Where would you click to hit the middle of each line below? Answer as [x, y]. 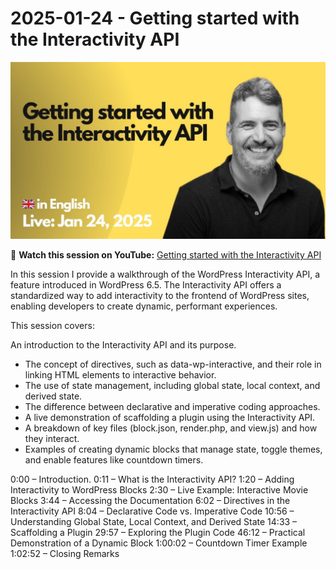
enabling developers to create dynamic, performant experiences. [144, 306]
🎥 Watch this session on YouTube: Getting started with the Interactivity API [166, 255]
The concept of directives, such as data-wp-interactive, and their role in [173, 364]
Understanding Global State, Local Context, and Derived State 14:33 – [154, 522]
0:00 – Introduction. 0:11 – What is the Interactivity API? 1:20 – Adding [152, 479]
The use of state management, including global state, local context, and [172, 386]
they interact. [52, 439]
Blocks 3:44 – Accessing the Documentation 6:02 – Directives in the [150, 501]
